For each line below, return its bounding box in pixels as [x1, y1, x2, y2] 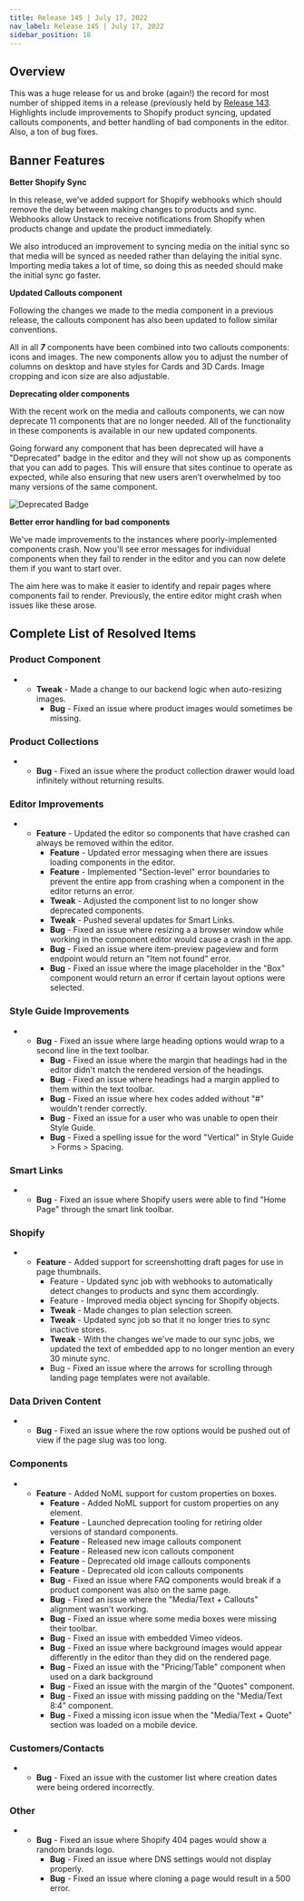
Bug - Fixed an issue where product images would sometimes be [49, 702, 293, 713]
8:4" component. [49, 1700, 113, 1710]
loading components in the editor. [49, 857, 175, 867]
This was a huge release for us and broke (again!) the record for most [9, 88, 270, 99]
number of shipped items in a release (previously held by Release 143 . [9, 97, 272, 109]
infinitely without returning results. [35, 775, 165, 786]
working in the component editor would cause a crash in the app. [49, 934, 293, 945]
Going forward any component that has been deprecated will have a [9, 443, 264, 454]
